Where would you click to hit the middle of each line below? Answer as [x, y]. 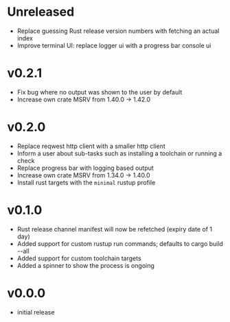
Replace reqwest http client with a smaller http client [91, 146]
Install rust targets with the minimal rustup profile [86, 182]
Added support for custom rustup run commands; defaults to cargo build [120, 243]
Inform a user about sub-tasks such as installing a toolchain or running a [119, 153]
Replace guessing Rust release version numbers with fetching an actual [118, 31]
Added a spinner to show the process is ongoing [85, 265]
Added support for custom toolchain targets [79, 258]
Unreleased [41, 12]
